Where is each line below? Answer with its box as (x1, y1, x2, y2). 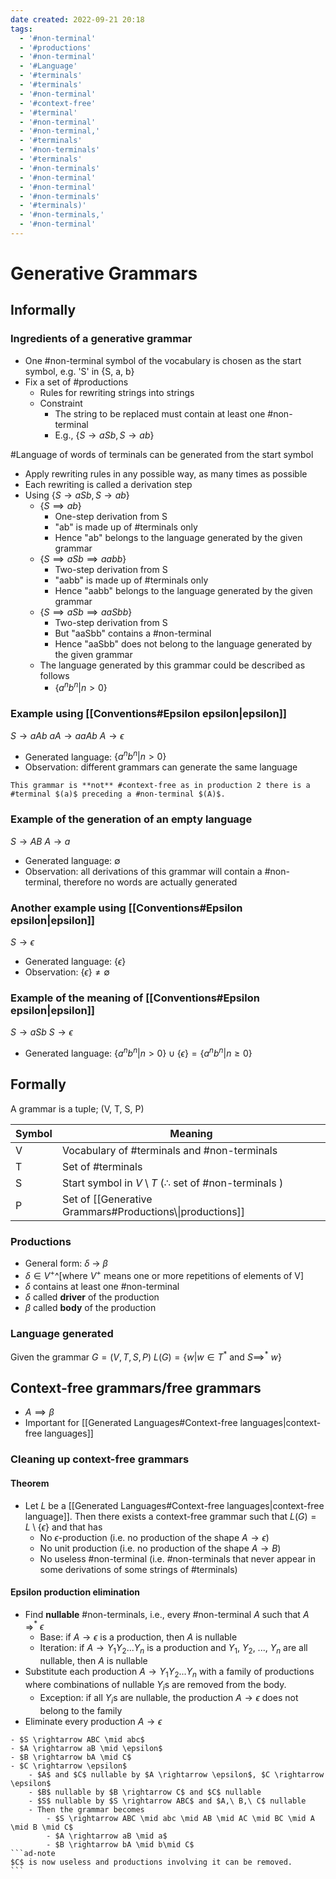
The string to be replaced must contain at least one (54, 407, 266, 420)
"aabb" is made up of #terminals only (54, 574, 209, 586)
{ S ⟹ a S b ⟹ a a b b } (39, 552, 127, 565)
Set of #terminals (61, 1159, 143, 1173)
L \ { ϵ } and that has (24, 1521, 103, 1533)
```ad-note (10, 1848, 56, 1858)
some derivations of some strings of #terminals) (39, 1563, 238, 1575)
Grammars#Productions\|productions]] (61, 1204, 246, 1218)
